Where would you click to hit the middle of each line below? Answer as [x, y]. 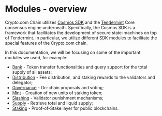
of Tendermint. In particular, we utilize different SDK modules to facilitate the [81, 38]
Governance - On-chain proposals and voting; [58, 87]
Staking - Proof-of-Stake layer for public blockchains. [65, 108]
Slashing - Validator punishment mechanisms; [58, 98]
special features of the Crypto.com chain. [46, 43]
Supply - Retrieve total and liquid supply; [52, 103]
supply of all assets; [32, 72]
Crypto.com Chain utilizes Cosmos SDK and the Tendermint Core [70, 22]
